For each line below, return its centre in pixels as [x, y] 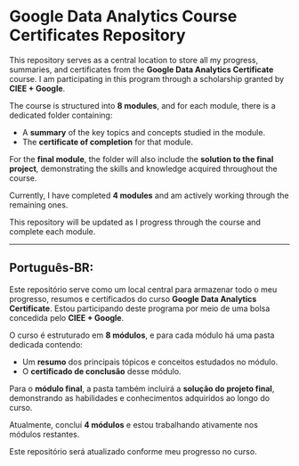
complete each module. [53, 231]
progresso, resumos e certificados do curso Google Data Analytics [133, 298]
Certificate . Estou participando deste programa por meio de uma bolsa [140, 308]
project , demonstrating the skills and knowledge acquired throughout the [143, 168]
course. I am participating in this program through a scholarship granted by [147, 78]
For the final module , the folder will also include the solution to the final [141, 159]
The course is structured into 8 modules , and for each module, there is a [142, 105]
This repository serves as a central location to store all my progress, [134, 60]
